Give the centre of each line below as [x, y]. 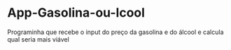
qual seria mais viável [38, 39]
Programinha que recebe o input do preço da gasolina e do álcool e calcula [115, 32]
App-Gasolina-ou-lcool [76, 13]
